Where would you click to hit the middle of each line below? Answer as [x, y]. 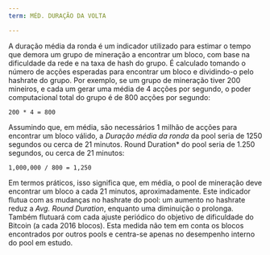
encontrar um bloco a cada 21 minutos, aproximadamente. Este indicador [130, 191]
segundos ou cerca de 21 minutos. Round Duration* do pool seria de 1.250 [132, 144]
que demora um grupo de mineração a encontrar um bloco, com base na [129, 54]
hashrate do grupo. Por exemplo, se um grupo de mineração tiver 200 [125, 80]
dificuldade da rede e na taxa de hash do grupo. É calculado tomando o [127, 63]
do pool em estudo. [41, 242]
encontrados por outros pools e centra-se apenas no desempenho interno [132, 234]
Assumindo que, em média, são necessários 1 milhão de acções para [123, 127]
